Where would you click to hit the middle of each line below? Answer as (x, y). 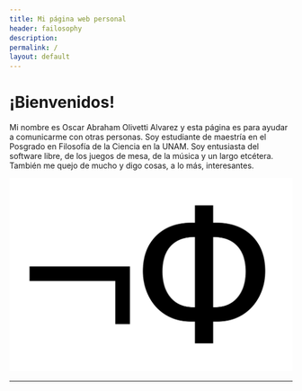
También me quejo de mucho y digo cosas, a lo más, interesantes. (132, 165)
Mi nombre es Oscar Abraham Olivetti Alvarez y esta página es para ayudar (149, 128)
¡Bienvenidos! (62, 102)
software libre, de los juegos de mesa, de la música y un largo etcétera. (142, 156)
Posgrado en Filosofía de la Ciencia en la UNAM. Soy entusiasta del (134, 147)
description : (34, 38)
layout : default (40, 57)
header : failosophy (46, 28)
